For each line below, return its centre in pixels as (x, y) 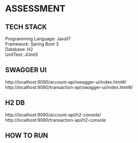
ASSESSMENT (35, 9)
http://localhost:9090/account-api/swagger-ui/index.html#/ (66, 82)
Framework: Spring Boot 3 (32, 44)
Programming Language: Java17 (38, 39)
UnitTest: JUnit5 (22, 54)
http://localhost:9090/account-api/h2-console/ (53, 115)
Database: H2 (19, 49)
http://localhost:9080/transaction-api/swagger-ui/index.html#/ (69, 87)
